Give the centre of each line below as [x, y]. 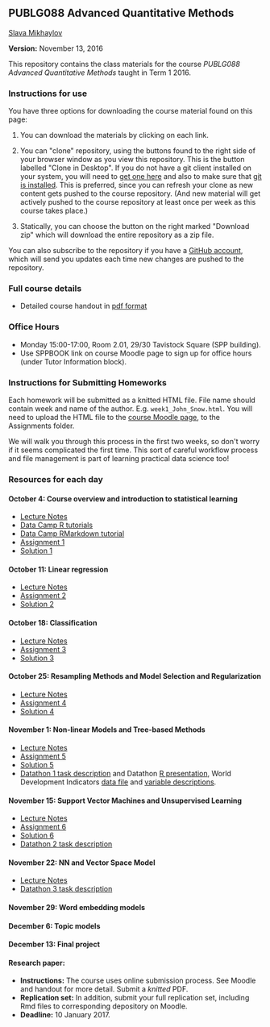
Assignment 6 [43, 827]
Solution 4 [37, 711]
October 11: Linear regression [58, 569]
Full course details [45, 289]
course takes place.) [54, 211]
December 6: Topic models [54, 925]
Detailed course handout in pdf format [83, 306]
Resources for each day [56, 479]
